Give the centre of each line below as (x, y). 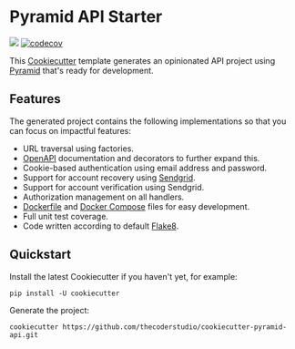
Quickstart (41, 255)
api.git (24, 334)
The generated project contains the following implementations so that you (148, 121)
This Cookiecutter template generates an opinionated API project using (142, 60)
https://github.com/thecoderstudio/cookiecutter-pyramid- (174, 327)
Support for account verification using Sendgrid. (113, 187)
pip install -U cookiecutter (65, 293)
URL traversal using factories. (78, 149)
